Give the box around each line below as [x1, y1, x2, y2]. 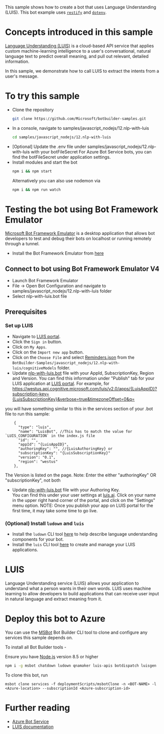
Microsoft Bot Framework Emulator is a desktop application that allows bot [5, 231, 155, 236]
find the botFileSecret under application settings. [12, 154, 111, 160]
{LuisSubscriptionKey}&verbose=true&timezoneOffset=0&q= [12, 396, 135, 402]
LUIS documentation [12, 724, 54, 730]
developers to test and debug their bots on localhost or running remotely [5, 235, 152, 241]
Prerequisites [5, 307, 47, 316]
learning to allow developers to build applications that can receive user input [5, 591, 159, 597]
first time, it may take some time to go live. [12, 507, 98, 513]
